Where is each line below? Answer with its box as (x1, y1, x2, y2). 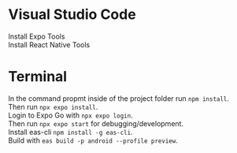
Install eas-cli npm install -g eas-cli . (8, 127, 133, 136)
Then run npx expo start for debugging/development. (8, 118, 183, 128)
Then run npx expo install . (8, 102, 98, 111)
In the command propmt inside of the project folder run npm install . (8, 93, 230, 103)
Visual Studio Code (8, 6, 136, 24)
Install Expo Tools (8, 32, 65, 41)
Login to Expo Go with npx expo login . (8, 110, 133, 120)
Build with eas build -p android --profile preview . (8, 136, 179, 145)
